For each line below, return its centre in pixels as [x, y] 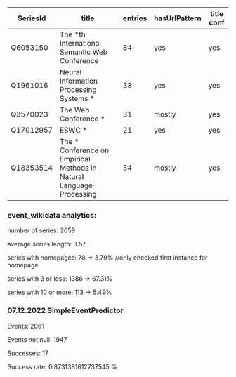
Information [79, 81]
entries [135, 18]
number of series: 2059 [41, 230]
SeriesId [32, 18]
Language [76, 185]
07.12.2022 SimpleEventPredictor [66, 310]
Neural [71, 72]
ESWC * [73, 130]
